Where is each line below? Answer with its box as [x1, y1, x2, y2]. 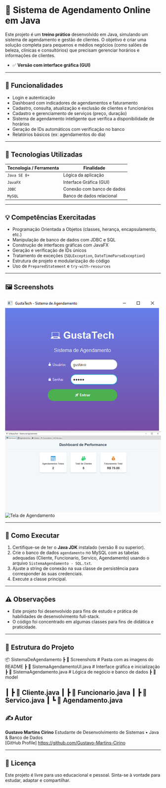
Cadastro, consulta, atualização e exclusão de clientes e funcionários [12, 105, 154, 111]
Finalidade [83, 165, 105, 171]
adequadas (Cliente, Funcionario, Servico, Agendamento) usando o [12, 555, 150, 561]
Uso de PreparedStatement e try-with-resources [12, 263, 111, 269]
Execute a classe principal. [12, 576, 67, 582]
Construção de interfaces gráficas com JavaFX [12, 242, 109, 248]
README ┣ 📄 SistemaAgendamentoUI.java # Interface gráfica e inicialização [5, 664, 160, 670]
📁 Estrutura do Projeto [5, 643, 74, 651]
